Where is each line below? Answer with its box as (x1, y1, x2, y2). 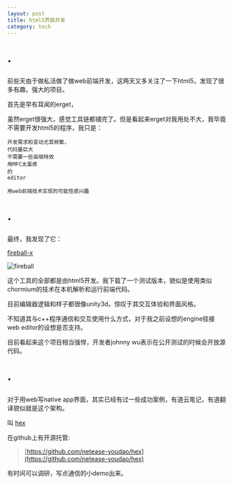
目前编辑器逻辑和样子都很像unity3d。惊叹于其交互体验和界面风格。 (7, 300, 200, 308)
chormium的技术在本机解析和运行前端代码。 (7, 285, 134, 294)
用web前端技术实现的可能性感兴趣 (7, 188, 89, 195)
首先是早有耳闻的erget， (7, 100, 78, 108)
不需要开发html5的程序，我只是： (7, 124, 103, 132)
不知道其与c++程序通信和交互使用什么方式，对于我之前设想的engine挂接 (7, 315, 216, 323)
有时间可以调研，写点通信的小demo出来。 (7, 469, 127, 478)
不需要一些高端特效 (7, 153, 54, 160)
